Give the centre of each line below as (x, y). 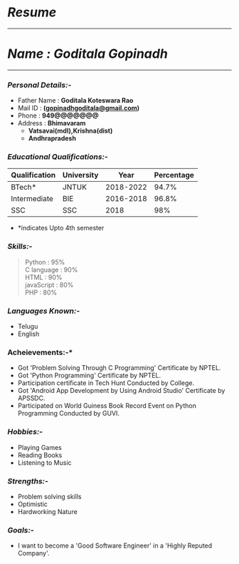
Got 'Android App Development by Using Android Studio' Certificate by (121, 391)
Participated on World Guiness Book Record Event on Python (107, 406)
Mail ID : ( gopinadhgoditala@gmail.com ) (79, 108)
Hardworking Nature (48, 511)
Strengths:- (28, 481)
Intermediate (32, 199)
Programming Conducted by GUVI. (68, 414)
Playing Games (39, 447)
